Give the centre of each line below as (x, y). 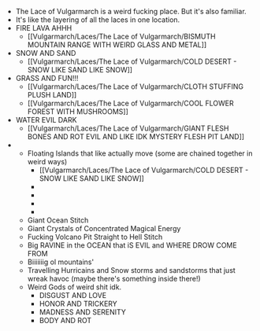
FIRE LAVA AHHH (44, 28)
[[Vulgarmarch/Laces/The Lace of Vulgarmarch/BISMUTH (121, 36)
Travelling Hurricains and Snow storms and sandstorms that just (132, 270)
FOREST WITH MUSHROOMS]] (78, 112)
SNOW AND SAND (46, 53)
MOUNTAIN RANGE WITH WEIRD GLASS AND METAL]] (117, 45)
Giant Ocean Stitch (58, 220)
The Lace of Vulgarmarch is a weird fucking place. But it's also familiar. (131, 11)
